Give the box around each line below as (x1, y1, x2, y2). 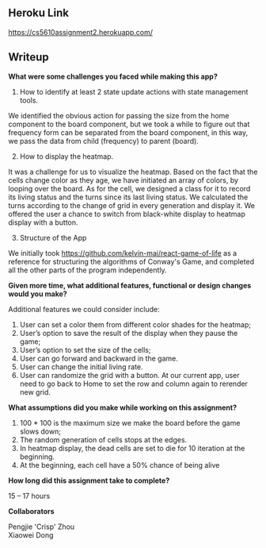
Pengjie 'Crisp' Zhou (8, 522, 75, 531)
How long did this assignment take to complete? (8, 476, 170, 485)
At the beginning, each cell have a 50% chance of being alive (19, 460, 220, 469)
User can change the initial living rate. (19, 361, 144, 372)
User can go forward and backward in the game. (19, 353, 178, 363)
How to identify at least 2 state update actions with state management (19, 87, 249, 96)
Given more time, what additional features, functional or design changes (8, 280, 252, 290)
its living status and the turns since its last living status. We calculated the (8, 192, 249, 202)
